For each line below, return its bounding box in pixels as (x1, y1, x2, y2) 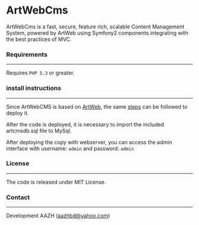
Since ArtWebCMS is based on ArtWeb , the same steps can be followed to (6, 103, 188, 110)
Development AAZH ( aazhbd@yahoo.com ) (6, 212, 111, 219)
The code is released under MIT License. (6, 178, 107, 185)
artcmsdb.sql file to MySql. (6, 127, 72, 134)
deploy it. (6, 109, 29, 116)
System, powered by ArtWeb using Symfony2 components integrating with (6, 29, 188, 36)
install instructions (6, 84, 62, 92)
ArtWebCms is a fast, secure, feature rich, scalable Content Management (6, 23, 185, 30)
